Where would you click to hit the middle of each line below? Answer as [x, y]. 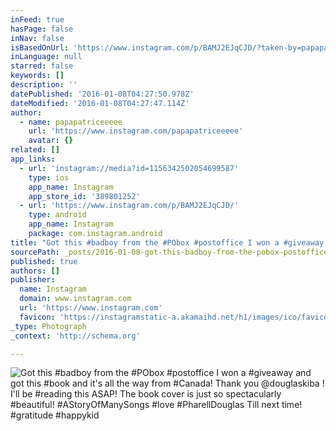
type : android [57, 215]
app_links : [33, 159]
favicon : [37, 317]
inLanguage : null [46, 57]
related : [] [35, 150]
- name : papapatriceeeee [71, 122]
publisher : [33, 280]
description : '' [44, 85]
